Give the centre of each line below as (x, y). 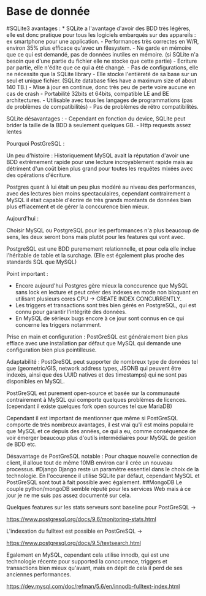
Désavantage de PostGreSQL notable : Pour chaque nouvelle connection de (102, 456)
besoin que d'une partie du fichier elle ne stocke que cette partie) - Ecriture (102, 61)
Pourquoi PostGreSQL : (36, 143)
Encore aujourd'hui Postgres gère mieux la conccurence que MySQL (102, 285)
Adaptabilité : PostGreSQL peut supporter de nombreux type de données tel (102, 361)
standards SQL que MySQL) (42, 262)
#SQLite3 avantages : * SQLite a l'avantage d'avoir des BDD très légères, (99, 28)
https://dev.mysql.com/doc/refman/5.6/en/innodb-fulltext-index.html (93, 586)
